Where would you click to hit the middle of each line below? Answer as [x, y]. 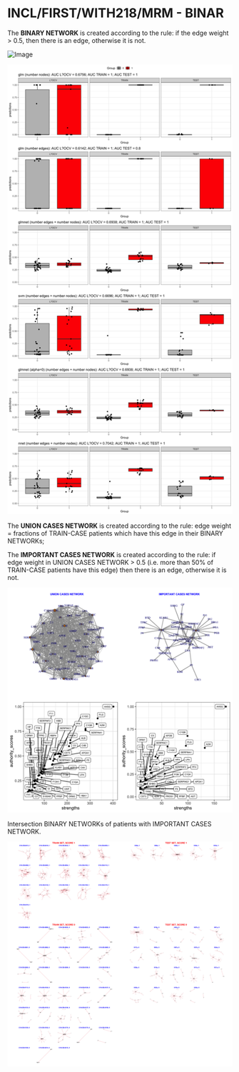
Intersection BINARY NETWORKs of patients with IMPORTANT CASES [110, 823]
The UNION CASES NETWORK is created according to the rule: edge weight [119, 526]
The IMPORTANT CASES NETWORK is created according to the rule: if [112, 554]
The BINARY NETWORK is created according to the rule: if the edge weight [118, 33]
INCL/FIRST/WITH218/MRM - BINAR [116, 13]
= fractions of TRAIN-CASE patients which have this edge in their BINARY [115, 533]
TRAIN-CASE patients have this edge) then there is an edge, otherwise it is [117, 570]
